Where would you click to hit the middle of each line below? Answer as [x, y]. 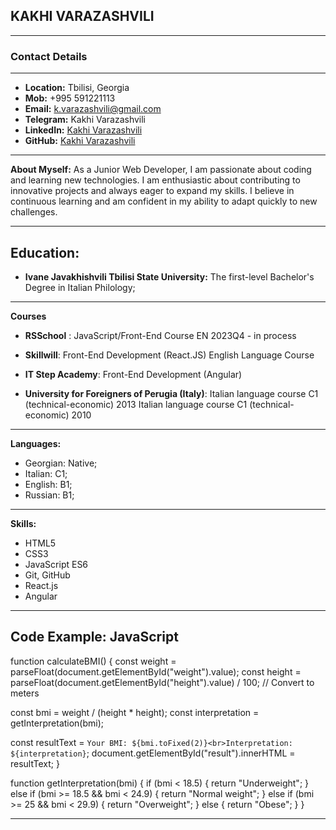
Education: [45, 252]
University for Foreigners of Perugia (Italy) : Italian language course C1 [171, 393]
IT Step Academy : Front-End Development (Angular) [133, 374]
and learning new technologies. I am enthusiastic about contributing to [155, 180]
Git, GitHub [47, 575]
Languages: [36, 443]
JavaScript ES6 [56, 564]
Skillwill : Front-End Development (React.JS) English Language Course [169, 355]
